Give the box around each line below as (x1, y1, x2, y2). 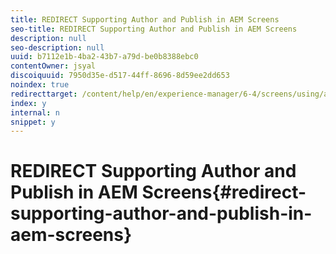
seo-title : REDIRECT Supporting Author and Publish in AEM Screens (10, 24, 298, 34)
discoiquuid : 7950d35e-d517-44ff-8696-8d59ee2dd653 (10, 71, 230, 81)
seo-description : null (10, 42, 105, 53)
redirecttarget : (10, 89, 78, 99)
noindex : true (10, 80, 70, 90)
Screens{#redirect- (141, 181, 307, 204)
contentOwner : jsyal (10, 61, 97, 71)
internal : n (10, 107, 60, 118)
